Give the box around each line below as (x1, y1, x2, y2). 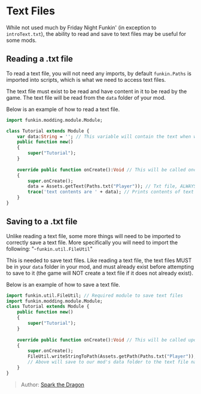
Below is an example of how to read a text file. (6, 106, 120, 113)
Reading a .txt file (6, 54, 74, 64)
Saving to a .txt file (6, 217, 78, 227)
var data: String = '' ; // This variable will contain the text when (17, 133, 191, 140)
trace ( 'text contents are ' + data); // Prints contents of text (28, 189, 194, 195)
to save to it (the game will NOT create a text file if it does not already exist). (6, 269, 193, 276)
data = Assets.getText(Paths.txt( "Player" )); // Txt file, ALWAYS (28, 183, 197, 189)
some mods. (6, 36, 37, 44)
